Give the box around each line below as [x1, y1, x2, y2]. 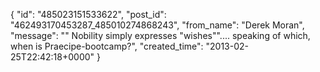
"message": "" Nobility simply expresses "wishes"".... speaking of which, [10, 30, 311, 41]
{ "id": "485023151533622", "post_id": [10, 9, 167, 20]
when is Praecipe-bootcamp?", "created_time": [10, 40, 204, 52]
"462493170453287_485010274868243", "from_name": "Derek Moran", [10, 19, 305, 31]
